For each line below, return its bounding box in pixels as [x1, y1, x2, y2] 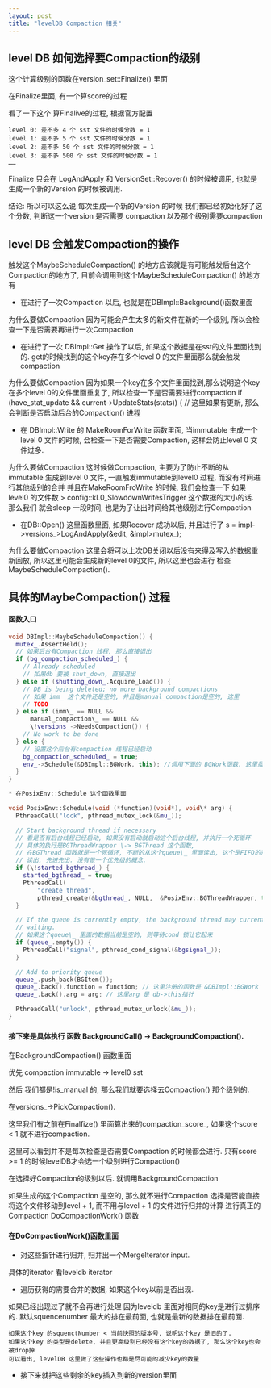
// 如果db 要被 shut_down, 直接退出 [23, 671, 136, 679]
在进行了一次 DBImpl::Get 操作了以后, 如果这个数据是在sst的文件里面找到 [19, 342, 262, 352]
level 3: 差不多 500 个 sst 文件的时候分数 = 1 [8, 152, 158, 160]
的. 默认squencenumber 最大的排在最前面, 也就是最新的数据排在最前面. [8, 1312, 244, 1322]
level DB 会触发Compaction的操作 [8, 237, 180, 251]
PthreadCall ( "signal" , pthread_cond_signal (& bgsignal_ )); [23, 946, 222, 954]
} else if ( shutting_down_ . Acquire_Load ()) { [15, 677, 172, 686]
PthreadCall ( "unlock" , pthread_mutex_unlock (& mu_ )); [15, 1005, 197, 1014]
